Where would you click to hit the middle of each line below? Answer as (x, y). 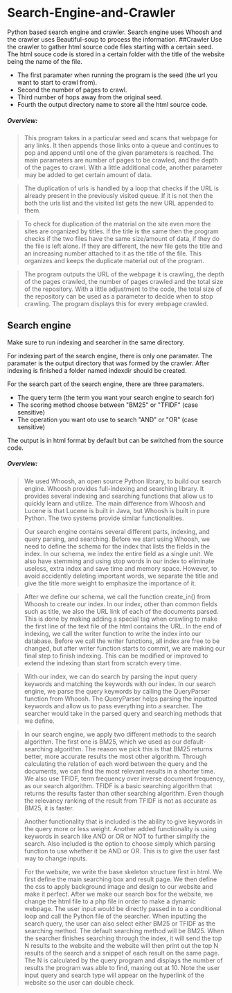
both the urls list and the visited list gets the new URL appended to (119, 203)
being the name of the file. (45, 61)
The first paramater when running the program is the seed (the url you (117, 75)
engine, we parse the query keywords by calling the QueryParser (117, 691)
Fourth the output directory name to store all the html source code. (112, 104)
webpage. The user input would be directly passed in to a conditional (123, 908)
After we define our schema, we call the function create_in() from (117, 596)
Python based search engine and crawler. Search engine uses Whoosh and (115, 32)
